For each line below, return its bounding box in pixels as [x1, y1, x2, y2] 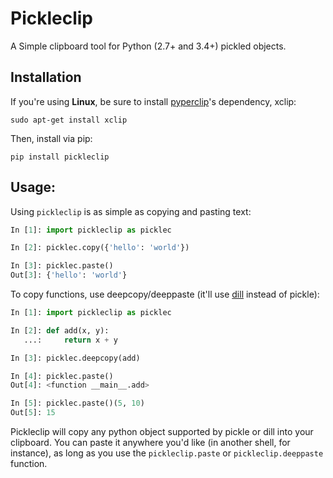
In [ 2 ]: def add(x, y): [10, 325, 110, 336]
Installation [10, 69, 82, 86]
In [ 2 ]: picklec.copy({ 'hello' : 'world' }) [10, 243, 190, 253]
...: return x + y [23, 335, 118, 345]
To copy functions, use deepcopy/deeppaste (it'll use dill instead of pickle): [10, 288, 320, 301]
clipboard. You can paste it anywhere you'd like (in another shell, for [10, 437, 291, 449]
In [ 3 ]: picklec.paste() [10, 261, 114, 271]
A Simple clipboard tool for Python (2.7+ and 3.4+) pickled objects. [10, 40, 287, 52]
